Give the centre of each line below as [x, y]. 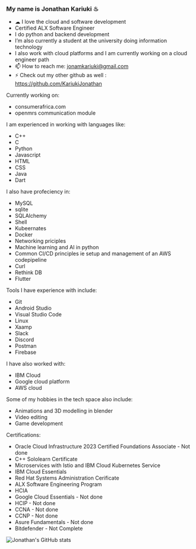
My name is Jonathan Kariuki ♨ [53, 9]
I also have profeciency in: [38, 192]
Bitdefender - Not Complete [49, 529]
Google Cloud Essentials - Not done [59, 497]
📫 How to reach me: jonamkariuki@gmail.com [72, 66]
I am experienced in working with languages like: [66, 125]
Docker [24, 235]
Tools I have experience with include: [52, 290]
